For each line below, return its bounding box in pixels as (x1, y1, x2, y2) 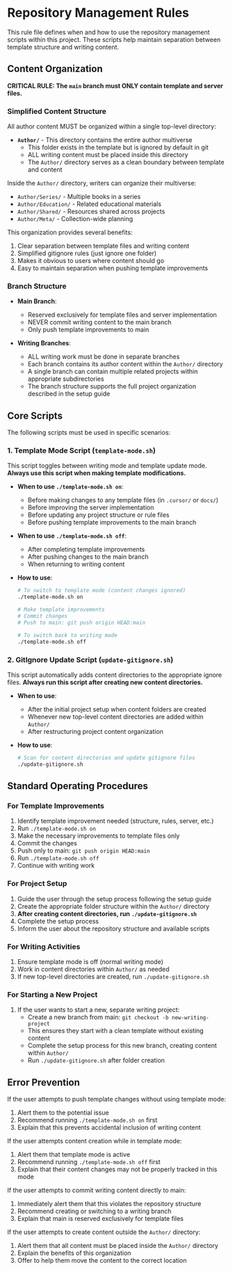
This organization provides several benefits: (7, 228, 133, 236)
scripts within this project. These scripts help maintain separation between (7, 35, 221, 43)
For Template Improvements (7, 801, 104, 811)
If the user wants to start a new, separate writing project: (17, 1006, 180, 1014)
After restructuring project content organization (27, 727, 163, 735)
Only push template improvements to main (27, 326, 150, 334)
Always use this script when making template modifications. (7, 469, 186, 477)
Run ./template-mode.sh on (17, 825, 96, 833)
